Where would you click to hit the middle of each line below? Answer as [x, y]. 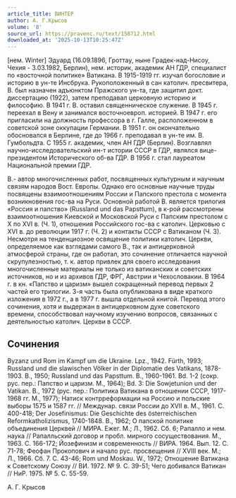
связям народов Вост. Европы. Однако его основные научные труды [111, 186]
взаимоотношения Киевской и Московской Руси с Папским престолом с [118, 217]
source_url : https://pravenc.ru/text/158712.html [82, 34]
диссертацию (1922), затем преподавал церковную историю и [101, 98]
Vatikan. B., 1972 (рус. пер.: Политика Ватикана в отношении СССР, [108, 391]
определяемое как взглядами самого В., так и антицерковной [101, 247]
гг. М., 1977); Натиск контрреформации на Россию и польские [117, 398]
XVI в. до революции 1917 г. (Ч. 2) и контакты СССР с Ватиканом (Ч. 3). [114, 232]
